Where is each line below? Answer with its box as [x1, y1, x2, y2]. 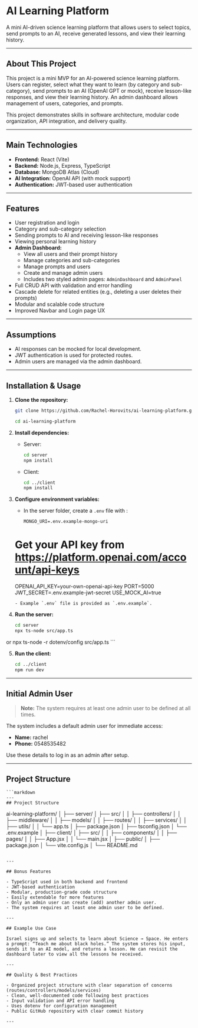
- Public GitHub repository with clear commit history [6, 1009, 144, 1014]
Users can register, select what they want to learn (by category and [6, 81, 170, 88]
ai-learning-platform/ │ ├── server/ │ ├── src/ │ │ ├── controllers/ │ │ [6, 811, 181, 818]
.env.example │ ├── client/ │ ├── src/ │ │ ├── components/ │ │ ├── [6, 829, 177, 837]
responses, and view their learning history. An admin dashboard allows [6, 93, 179, 100]
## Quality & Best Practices [6, 972, 78, 978]
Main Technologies [6, 140, 78, 150]
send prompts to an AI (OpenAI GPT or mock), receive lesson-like [32, 87, 192, 94]
